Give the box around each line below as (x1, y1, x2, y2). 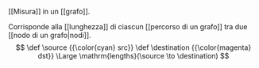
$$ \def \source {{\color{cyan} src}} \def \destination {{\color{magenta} (15, 43, 252, 52)
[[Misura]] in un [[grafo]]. (8, 7, 91, 16)
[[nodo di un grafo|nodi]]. (8, 31, 91, 40)
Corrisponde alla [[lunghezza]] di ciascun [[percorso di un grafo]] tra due (8, 22, 248, 31)
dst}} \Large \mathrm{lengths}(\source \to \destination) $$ (37, 51, 230, 60)
